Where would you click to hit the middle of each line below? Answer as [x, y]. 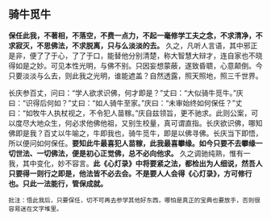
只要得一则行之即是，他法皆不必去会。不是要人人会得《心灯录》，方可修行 [130, 173]
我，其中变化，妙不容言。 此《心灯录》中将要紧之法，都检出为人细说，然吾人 [135, 163]
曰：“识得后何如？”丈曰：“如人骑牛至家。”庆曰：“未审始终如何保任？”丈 [125, 102]
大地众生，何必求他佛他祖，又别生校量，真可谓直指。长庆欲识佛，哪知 [146, 122]
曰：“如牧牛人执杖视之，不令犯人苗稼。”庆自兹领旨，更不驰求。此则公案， [130, 113]
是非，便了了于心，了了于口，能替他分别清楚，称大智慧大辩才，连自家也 [128, 56]
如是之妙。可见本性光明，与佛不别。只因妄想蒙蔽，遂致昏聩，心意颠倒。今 [139, 65]
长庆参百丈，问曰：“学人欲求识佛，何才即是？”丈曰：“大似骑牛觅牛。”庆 [126, 93]
